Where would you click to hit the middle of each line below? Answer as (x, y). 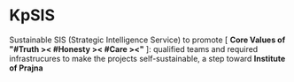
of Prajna (26, 68)
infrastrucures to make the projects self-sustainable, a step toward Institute (147, 58)
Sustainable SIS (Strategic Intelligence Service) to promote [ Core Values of (147, 40)
